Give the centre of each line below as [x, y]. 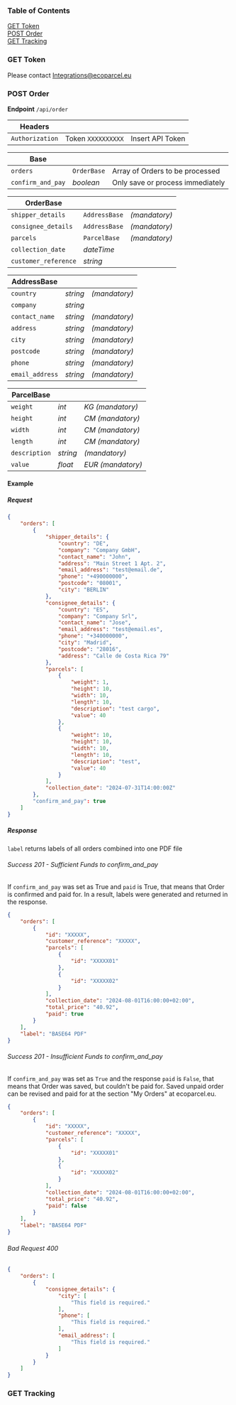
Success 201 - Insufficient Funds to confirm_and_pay [85, 1056]
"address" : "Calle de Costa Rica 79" [114, 656]
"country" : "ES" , [84, 610]
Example [21, 484]
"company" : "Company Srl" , [98, 616]
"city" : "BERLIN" [84, 590]
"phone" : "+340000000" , [93, 636]
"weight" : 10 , [91, 735]
